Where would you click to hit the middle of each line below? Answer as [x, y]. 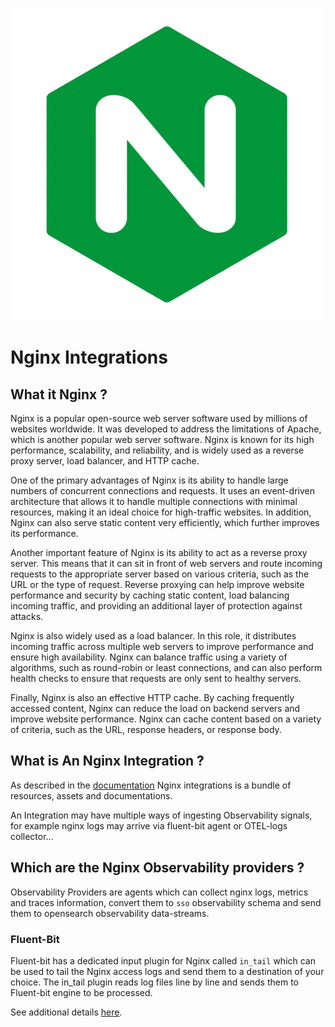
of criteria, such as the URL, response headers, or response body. [146, 729]
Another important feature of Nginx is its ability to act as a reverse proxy [159, 552]
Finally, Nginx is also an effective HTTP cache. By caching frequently [152, 697]
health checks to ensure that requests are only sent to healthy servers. [156, 678]
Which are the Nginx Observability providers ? [157, 868]
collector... [32, 836]
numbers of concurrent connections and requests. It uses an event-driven [162, 491]
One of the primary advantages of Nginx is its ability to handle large [149, 480]
